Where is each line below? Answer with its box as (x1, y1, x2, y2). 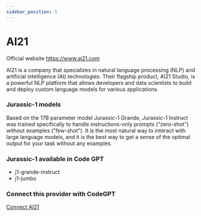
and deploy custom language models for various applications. (6, 85, 159, 93)
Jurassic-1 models (6, 100, 61, 109)
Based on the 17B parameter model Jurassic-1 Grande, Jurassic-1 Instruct (6, 114, 188, 121)
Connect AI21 (6, 203, 40, 211)
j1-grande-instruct (14, 168, 60, 176)
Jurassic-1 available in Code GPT (6, 155, 104, 163)
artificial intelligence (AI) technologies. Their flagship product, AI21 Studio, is (6, 73, 196, 80)
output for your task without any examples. (6, 140, 112, 147)
